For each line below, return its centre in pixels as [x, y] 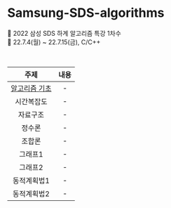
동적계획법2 [32, 193]
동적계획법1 [32, 181]
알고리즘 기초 [31, 88]
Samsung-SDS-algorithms [86, 13]
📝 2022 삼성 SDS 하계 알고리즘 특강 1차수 [64, 33]
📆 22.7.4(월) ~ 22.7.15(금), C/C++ [54, 42]
